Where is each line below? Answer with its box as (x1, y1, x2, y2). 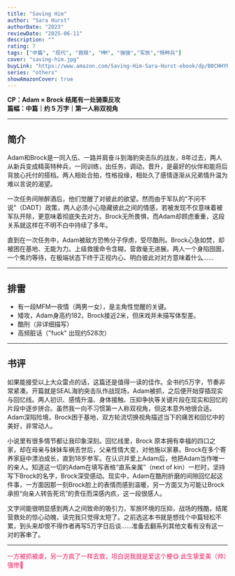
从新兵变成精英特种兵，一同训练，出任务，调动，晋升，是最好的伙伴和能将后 (7, 162, 228, 170)
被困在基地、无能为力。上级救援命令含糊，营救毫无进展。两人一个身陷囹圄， (7, 245, 228, 253)
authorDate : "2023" (7, 23, 64, 30)
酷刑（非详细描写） (17, 320, 73, 328)
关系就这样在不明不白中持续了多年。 (7, 221, 112, 229)
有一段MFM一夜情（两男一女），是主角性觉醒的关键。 (17, 302, 171, 311)
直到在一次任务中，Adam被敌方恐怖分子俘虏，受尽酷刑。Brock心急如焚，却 (7, 236, 225, 244)
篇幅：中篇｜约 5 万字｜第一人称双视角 (7, 105, 119, 113)
